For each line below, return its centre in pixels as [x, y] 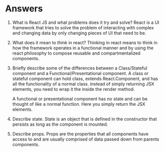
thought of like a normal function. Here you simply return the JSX [79, 104]
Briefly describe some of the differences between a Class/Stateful [80, 68]
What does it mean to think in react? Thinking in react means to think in [85, 42]
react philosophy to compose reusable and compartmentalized [76, 53]
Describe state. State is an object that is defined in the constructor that [84, 119]
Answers [24, 9]
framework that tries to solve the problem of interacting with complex [83, 27]
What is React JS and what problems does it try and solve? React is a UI [86, 22]
